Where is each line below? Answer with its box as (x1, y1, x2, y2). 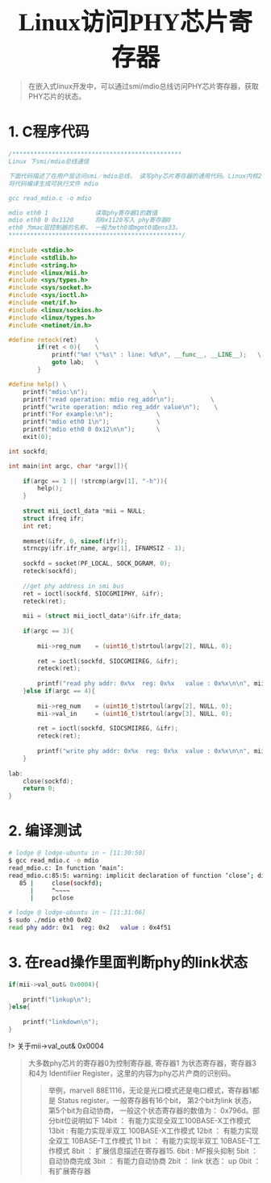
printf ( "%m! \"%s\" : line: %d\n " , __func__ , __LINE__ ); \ (51, 351, 262, 359)
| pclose (29, 894, 74, 902)
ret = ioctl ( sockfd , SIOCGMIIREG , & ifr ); (37, 657, 179, 665)
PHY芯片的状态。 (27, 91, 86, 102)
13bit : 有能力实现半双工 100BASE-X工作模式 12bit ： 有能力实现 (48, 1126, 259, 1135)
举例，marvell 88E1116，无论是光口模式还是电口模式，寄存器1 (48, 1085, 252, 1095)
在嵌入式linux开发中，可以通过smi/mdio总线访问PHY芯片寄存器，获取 (27, 82, 260, 91)
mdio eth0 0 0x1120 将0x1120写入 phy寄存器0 (8, 216, 171, 224)
